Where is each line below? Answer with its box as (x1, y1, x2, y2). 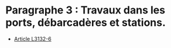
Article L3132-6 (13, 35, 52, 42)
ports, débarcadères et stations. (5, 16, 166, 29)
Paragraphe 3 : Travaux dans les (5, 4, 165, 17)
